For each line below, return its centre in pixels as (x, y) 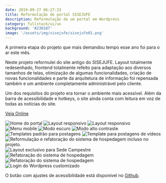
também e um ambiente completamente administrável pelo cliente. (74, 83)
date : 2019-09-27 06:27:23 (33, 10)
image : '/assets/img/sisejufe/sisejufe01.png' (54, 33)
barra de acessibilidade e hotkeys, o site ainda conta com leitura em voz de (83, 98)
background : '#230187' (29, 28)
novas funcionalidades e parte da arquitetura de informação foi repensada (82, 78)
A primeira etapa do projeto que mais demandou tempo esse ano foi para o (82, 47)
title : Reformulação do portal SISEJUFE (48, 14)
